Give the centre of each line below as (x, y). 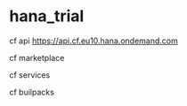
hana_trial (47, 16)
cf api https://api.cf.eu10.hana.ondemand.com (93, 41)
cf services (30, 75)
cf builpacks (32, 92)
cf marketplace (37, 57)
